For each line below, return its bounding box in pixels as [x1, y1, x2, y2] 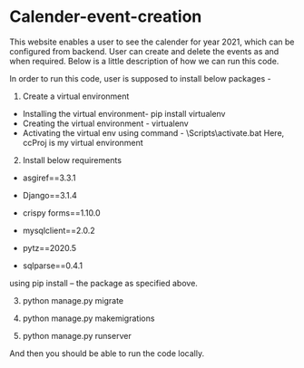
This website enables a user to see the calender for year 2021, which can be [9, 36, 295, 47]
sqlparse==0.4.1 [22, 260, 83, 271]
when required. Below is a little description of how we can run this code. [9, 55, 279, 66]
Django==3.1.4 [22, 189, 77, 200]
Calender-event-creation [9, 6, 202, 27]
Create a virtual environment [22, 91, 130, 102]
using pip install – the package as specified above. [9, 277, 198, 288]
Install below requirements [22, 154, 123, 165]
